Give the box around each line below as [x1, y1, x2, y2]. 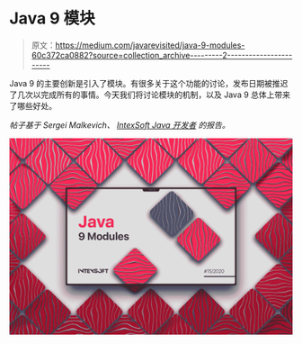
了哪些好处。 [9, 100, 57, 111]
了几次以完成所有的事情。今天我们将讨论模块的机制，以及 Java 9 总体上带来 [9, 89, 290, 100]
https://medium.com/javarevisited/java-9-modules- [55, 40, 245, 50]
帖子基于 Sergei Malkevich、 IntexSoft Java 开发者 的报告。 [9, 119, 231, 131]
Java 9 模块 [9, 8, 96, 29]
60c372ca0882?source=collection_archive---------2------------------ [31, 50, 293, 60]
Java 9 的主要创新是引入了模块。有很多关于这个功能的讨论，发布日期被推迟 [9, 77, 289, 88]
